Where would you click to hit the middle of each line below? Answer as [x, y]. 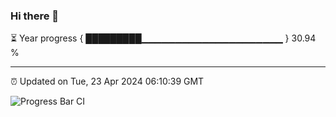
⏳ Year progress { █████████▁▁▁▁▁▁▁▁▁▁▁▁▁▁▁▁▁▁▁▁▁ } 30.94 [163, 38]
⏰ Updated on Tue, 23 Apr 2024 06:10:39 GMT [107, 81]
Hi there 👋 [35, 16]
